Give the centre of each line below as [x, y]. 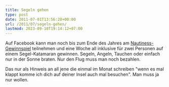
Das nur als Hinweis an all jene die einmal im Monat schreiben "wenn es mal [84, 69]
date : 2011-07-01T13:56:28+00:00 [41, 19]
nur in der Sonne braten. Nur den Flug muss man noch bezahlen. [73, 59]
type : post [17, 15]
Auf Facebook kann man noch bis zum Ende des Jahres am [67, 43]
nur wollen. [17, 80]
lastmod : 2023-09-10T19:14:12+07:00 [44, 29]
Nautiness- [142, 43]
